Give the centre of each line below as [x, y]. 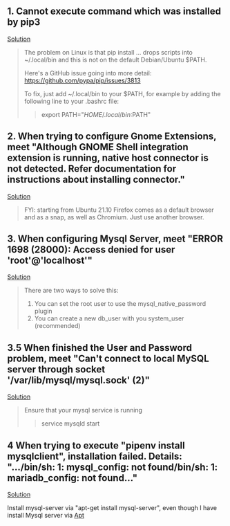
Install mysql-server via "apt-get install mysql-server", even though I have [112, 508]
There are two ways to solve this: [71, 291]
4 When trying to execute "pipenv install [96, 445]
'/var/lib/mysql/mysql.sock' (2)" [79, 380]
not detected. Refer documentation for [92, 169]
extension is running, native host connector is [108, 158]
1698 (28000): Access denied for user [91, 250]
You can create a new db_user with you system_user [109, 318]
